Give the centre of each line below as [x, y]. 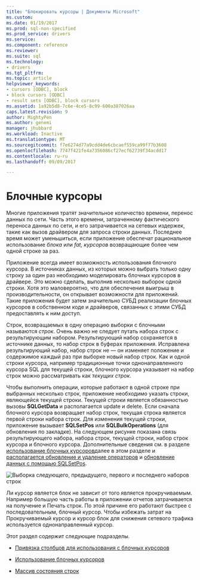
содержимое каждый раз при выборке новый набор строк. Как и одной [98, 357]
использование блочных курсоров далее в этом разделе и [81, 451]
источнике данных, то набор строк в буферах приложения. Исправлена [98, 344]
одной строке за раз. [33, 251]
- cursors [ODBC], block [37, 90]
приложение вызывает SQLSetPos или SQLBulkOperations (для [87, 425]
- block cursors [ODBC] [36, 95]
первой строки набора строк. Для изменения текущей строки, [86, 419]
